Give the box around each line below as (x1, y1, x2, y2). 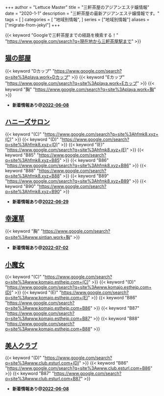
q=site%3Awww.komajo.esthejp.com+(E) (5, 295, 88, 301)
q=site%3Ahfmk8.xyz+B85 (5, 157, 60, 163)
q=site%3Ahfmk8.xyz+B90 (5, 188, 60, 194)
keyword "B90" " (5, 183, 39, 189)
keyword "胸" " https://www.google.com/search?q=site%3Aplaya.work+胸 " (5, 86, 156, 92)
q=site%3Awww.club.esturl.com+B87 (5, 376, 81, 382)
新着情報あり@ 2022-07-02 (12, 245, 69, 251)
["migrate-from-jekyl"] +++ (5, 22, 60, 28)
